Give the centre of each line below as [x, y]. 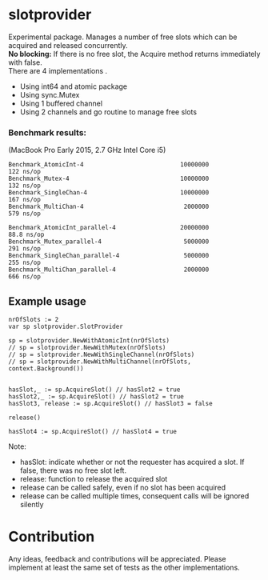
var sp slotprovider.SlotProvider [66, 327]
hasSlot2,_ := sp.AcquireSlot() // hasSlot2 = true [96, 397]
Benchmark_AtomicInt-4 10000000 [109, 165]
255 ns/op [25, 263]
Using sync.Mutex [50, 94]
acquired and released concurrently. [68, 45]
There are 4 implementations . [58, 70]
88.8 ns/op [26, 235]
